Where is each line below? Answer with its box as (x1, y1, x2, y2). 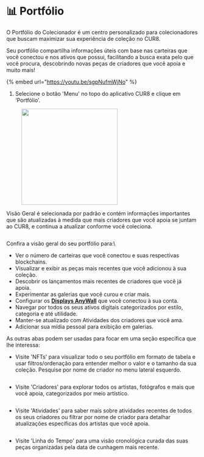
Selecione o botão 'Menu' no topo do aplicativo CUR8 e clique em (15, 90, 181, 97)
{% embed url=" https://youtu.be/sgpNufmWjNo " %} (6, 78, 137, 85)
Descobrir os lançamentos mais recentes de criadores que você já (15, 278, 182, 285)
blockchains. (15, 258, 47, 265)
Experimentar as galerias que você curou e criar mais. (15, 290, 151, 298)
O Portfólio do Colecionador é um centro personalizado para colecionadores (6, 28, 198, 36)
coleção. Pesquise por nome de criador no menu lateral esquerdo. (15, 366, 181, 373)
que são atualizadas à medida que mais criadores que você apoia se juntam (6, 216, 197, 223)
